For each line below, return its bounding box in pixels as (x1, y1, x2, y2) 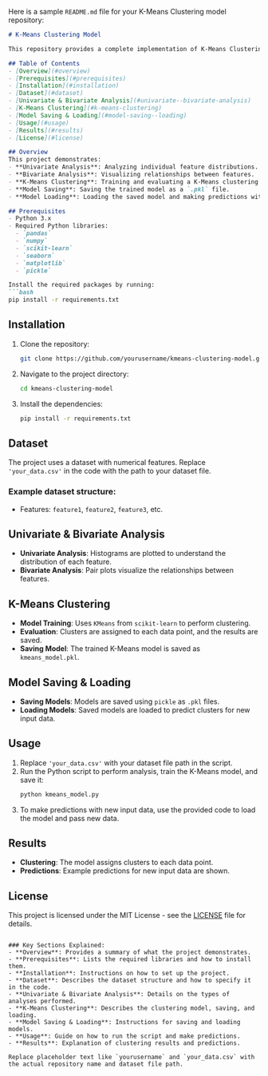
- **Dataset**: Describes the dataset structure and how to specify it (8, 976, 251, 985)
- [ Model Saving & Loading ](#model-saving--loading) (8, 111, 187, 119)
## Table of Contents (8, 59, 81, 67)
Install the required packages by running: (8, 281, 156, 289)
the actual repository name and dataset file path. (8, 1060, 183, 1069)
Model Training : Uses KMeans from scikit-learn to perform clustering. (19, 618, 251, 628)
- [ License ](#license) (8, 133, 84, 142)
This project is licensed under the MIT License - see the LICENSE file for (8, 911, 246, 920)
